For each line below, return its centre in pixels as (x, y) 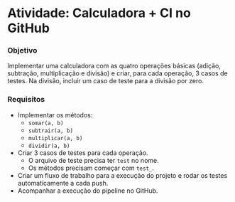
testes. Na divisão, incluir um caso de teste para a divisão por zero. (106, 81)
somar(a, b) (46, 123)
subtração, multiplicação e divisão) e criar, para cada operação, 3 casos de (118, 73)
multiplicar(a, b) (55, 138)
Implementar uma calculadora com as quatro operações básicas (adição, (114, 66)
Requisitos (26, 100)
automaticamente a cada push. (63, 183)
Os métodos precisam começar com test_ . (91, 168)
